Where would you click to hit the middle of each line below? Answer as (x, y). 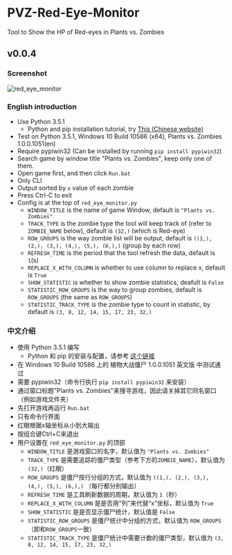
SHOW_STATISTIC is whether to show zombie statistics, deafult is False (126, 282)
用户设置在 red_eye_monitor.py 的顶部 (71, 443)
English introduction (42, 107)
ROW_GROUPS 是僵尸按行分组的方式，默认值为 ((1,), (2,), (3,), (118, 477)
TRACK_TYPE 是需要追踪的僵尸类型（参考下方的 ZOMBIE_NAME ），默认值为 (126, 460)
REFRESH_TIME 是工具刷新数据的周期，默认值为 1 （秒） (104, 495)
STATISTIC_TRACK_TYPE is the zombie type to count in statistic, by (119, 304)
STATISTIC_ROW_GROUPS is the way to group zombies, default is (115, 290)
